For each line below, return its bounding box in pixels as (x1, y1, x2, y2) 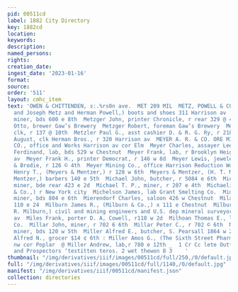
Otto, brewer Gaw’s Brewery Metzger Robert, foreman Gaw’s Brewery (13, 122, 220, 130)
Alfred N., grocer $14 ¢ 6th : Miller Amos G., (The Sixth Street (13, 235, 214, 242)
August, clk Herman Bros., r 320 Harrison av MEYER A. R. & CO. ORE (13, 135, 223, 142)
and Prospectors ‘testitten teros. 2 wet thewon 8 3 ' (13, 247, 189, 255)
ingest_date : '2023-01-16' (7, 69, 87, 77)
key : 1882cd (7, 23, 42, 30)
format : (7, 76, 30, 84)
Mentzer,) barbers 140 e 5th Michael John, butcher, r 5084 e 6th (13, 175, 217, 182)
